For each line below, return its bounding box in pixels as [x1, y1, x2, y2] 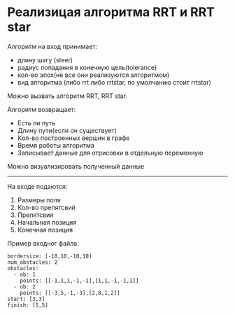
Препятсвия [17, 211, 54, 219]
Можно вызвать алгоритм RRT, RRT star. [7, 92, 128, 100]
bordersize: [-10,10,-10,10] [7, 253, 92, 260]
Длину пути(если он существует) [17, 126, 117, 134]
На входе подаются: [7, 182, 68, 190]
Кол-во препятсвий [17, 203, 76, 211]
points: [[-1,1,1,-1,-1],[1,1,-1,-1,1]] [20, 277, 139, 284]
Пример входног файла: [7, 239, 79, 247]
